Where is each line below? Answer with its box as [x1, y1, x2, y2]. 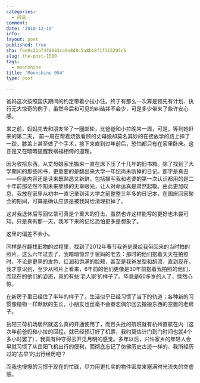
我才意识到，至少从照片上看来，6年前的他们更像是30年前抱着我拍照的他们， [6, 265, 193, 273]
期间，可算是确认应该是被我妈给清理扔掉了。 [16, 197, 126, 205]
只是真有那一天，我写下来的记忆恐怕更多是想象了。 [16, 218, 142, 225]
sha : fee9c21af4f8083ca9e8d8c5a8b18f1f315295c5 [6, 48, 127, 54]
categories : [6, 8, 36, 15]
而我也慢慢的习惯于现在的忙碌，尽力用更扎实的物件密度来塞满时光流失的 [6, 363, 183, 370]
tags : [6, 58, 20, 64]
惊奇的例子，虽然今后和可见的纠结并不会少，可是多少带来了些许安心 [21, 105, 189, 112]
